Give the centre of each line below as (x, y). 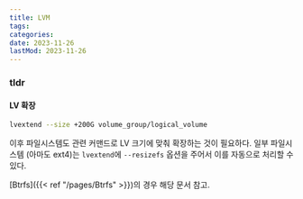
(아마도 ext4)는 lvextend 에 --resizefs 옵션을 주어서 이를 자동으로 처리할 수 (160, 155)
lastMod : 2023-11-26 (48, 51)
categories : (32, 34)
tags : (19, 26)
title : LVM (30, 18)
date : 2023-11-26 (42, 43)
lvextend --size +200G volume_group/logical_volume (108, 125)
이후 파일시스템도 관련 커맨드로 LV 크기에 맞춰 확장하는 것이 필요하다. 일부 (139, 143)
